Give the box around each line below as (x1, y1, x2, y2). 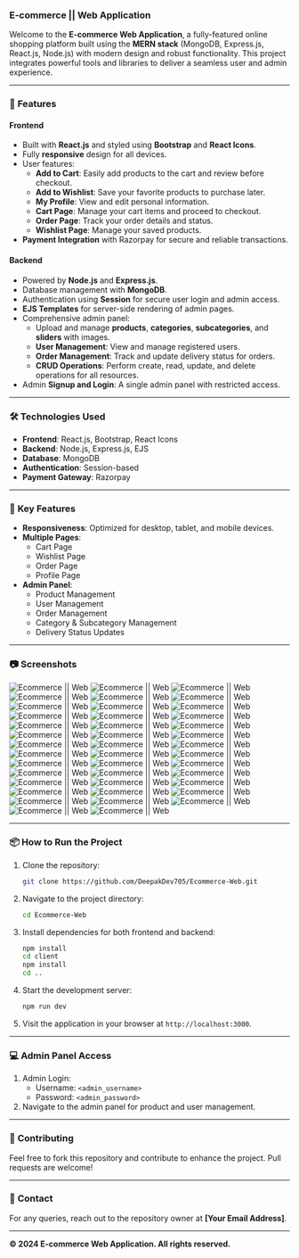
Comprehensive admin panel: (21, 312, 131, 323)
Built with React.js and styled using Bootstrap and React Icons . (21, 139, 256, 151)
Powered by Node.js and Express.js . (21, 275, 158, 286)
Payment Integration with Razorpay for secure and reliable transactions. (21, 235, 289, 245)
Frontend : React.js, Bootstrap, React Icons (21, 434, 178, 444)
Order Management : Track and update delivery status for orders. (35, 351, 276, 361)
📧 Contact (9, 1192, 53, 1204)
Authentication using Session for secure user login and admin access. (21, 294, 280, 304)
